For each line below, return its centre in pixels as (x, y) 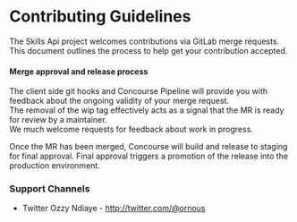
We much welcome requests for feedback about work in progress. (131, 129)
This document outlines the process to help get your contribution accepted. (148, 50)
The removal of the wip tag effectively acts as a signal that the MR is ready (147, 110)
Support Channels (50, 189)
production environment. (55, 166)
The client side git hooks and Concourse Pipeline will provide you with (139, 91)
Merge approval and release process (79, 71)
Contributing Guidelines (100, 17)
